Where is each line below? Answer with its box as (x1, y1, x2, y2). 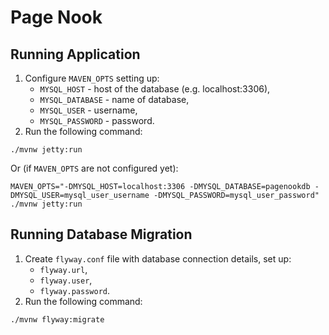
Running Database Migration (10, 226, 193, 243)
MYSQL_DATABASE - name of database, (39, 94, 190, 105)
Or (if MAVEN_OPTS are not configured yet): (10, 162, 179, 174)
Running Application (10, 46, 141, 63)
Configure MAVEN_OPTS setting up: (24, 72, 160, 84)
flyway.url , (39, 263, 88, 275)
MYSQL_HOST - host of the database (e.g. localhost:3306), (39, 83, 271, 95)
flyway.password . (39, 284, 111, 296)
